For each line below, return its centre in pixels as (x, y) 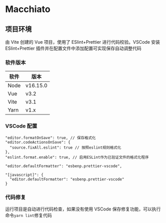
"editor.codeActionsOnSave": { (38, 142)
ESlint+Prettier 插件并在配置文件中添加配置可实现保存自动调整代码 (73, 48)
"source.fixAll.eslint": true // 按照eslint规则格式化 (65, 147)
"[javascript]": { (24, 175)
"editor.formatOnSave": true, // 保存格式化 (51, 138)
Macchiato (28, 9)
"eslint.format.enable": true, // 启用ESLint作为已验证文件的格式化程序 (77, 157)
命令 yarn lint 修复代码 (29, 215)
